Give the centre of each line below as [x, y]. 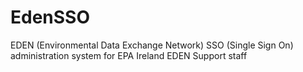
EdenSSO [50, 17]
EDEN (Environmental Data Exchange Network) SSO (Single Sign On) [152, 45]
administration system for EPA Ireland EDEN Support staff [129, 55]
